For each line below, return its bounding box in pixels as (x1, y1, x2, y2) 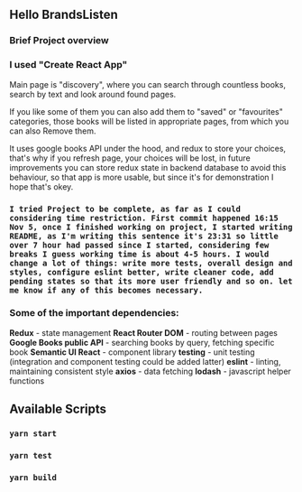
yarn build (9, 472, 57, 482)
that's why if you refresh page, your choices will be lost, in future (9, 153, 251, 163)
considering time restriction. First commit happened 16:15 (9, 212, 279, 223)
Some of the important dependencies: (9, 307, 179, 320)
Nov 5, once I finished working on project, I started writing (9, 221, 293, 232)
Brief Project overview (9, 34, 110, 47)
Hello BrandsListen (9, 7, 119, 23)
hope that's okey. (9, 181, 74, 192)
